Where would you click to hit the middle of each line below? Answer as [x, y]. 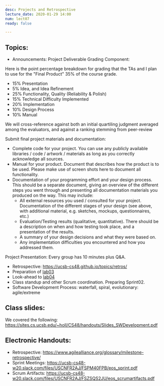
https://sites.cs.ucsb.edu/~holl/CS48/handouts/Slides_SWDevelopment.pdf [82, 325]
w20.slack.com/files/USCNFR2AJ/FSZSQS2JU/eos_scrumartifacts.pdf [83, 378]
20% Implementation [33, 104]
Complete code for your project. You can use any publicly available [80, 149]
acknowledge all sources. [38, 159]
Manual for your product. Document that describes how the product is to [86, 164]
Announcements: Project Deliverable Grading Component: [71, 59]
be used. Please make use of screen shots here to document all [76, 169]
